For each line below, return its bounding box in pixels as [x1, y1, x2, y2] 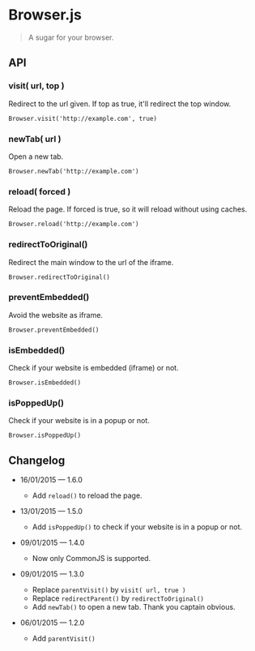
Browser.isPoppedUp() [8, 431, 82, 439]
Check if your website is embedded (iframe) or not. [8, 363, 180, 373]
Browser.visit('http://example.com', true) [8, 114, 158, 122]
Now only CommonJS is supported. [32, 554, 151, 563]
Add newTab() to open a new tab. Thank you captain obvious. [32, 602, 236, 612]
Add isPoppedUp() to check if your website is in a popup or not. [32, 522, 243, 532]
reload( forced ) [8, 186, 71, 197]
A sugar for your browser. [28, 32, 114, 42]
